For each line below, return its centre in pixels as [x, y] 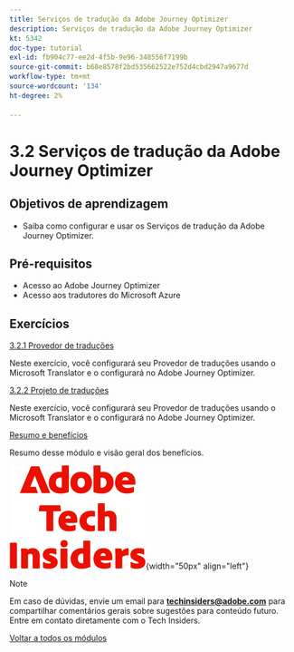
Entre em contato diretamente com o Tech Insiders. [105, 620]
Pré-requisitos [51, 263]
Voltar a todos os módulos [58, 638]
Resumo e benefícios [49, 435]
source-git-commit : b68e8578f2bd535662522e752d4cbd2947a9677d [129, 67]
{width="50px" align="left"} [198, 566]
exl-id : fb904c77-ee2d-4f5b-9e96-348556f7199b [99, 58]
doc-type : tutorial [46, 48]
